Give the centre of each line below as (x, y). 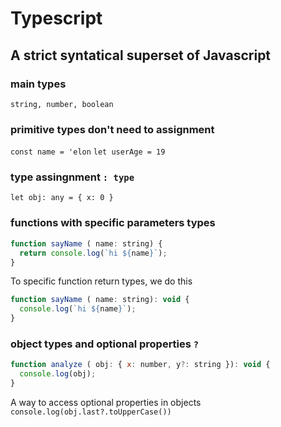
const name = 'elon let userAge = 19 (88, 152)
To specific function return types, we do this (101, 281)
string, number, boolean (62, 104)
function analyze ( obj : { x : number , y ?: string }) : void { (140, 365)
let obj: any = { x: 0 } (62, 198)
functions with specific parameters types (113, 223)
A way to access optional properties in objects (106, 402)
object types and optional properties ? (105, 344)
